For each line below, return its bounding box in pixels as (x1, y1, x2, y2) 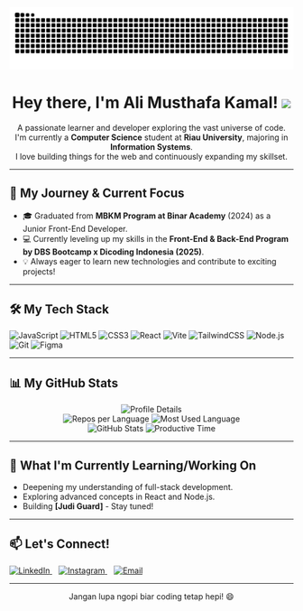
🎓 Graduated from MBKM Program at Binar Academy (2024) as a (22, 210, 271, 221)
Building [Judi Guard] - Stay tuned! (22, 500, 154, 512)
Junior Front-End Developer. (22, 223, 128, 234)
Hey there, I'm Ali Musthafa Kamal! (12, 92, 279, 113)
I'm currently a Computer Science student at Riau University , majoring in (14, 132, 289, 143)
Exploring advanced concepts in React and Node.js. (22, 491, 216, 502)
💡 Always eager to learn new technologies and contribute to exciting (22, 255, 277, 266)
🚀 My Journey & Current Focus (9, 186, 185, 201)
